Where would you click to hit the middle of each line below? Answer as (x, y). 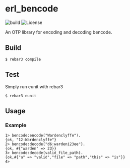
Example (16, 125)
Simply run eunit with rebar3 (34, 86)
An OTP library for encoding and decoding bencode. (59, 32)
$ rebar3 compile (23, 59)
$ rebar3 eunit (21, 96)
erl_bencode (32, 9)
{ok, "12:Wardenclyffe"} (31, 140)
